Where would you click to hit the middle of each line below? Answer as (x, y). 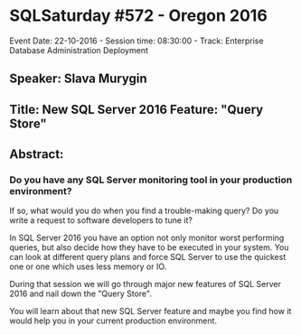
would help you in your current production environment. (113, 321)
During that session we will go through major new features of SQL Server (146, 284)
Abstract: (37, 154)
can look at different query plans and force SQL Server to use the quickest (148, 257)
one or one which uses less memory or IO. (88, 266)
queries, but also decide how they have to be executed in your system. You (149, 247)
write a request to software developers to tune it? (101, 220)
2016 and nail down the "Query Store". (80, 293)
